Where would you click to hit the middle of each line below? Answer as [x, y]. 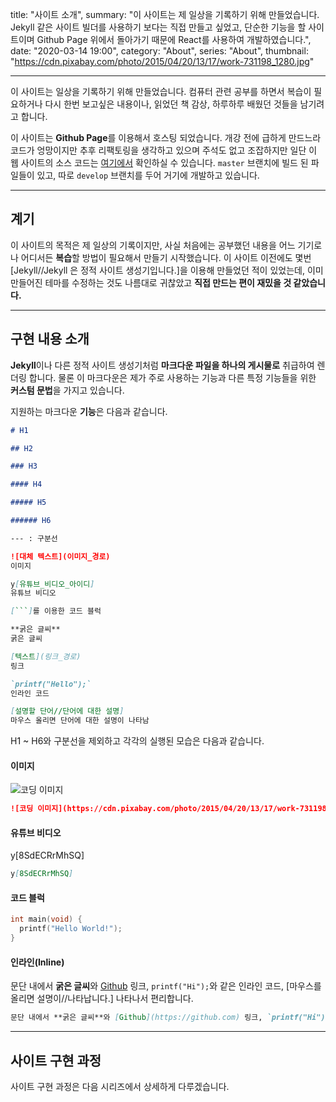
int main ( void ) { [46, 919]
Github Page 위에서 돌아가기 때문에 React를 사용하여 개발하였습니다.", [174, 39]
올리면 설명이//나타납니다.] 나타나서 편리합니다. [102, 999]
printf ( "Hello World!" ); [71, 929]
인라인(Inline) [37, 962]
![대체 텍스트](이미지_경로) [60, 556]
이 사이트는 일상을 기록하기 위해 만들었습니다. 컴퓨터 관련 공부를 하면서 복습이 [161, 91]
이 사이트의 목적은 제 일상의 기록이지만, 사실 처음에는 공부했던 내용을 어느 [153, 245]
